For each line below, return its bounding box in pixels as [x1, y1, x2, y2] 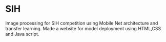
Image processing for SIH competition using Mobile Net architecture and [5, 20, 158, 26]
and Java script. [5, 31, 39, 37]
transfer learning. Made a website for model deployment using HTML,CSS [5, 25, 161, 31]
